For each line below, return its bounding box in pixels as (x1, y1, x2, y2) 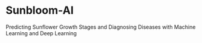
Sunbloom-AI (5, 4, 74, 17)
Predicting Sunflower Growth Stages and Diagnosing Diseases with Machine (5, 23, 196, 30)
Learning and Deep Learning (5, 29, 77, 36)
